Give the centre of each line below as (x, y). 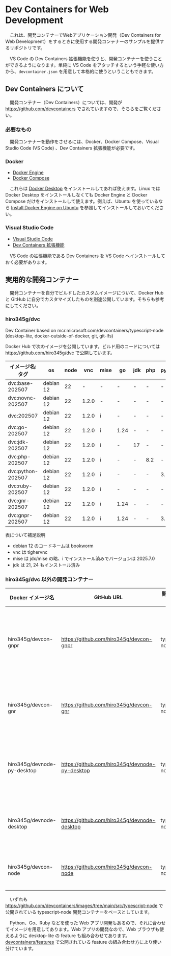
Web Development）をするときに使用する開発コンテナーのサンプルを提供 (82, 41)
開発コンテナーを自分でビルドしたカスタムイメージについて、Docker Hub (87, 293)
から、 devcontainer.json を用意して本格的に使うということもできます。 (81, 71)
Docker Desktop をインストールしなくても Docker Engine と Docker (76, 195)
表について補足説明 (25, 535)
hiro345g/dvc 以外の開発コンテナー (49, 579)
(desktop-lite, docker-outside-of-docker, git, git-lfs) (59, 336)
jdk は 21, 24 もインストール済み (46, 565)
